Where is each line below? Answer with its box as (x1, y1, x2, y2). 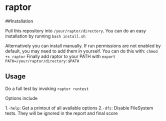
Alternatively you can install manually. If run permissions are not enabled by (5, 42, 161, 48)
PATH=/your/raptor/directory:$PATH (5, 58, 79, 63)
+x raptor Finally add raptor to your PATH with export (5, 53, 116, 59)
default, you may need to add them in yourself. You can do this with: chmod (5, 48, 158, 54)
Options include (5, 95, 38, 101)
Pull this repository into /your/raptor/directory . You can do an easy (5, 27, 146, 33)
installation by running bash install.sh (5, 33, 86, 39)
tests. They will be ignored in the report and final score (5, 110, 118, 116)
